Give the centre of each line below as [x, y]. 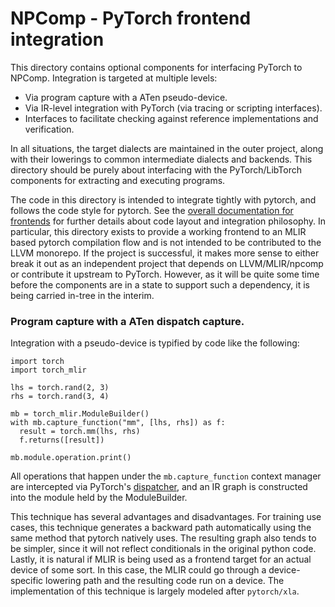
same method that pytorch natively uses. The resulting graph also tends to [163, 538]
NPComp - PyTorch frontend [131, 18]
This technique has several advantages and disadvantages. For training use [166, 517]
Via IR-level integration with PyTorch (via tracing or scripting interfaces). [173, 108]
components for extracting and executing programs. [118, 180]
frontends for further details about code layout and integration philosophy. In [168, 221]
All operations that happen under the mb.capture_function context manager [166, 476]
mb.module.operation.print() [71, 458]
